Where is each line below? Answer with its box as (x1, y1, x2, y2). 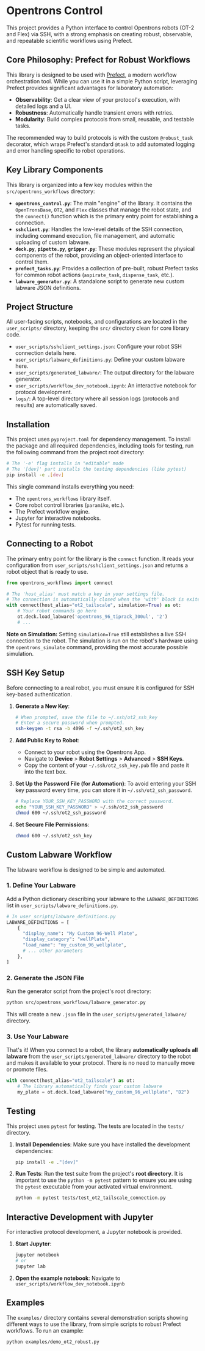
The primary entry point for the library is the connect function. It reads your (6, 555, 194, 562)
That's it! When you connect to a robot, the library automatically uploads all (6, 1046, 198, 1054)
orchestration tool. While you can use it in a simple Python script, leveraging (6, 77, 198, 85)
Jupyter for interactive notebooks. (15, 514, 101, 522)
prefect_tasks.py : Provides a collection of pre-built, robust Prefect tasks (15, 264, 198, 272)
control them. (15, 258, 49, 265)
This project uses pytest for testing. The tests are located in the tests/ (6, 1122, 184, 1130)
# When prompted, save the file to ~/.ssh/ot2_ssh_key (15, 714, 158, 720)
